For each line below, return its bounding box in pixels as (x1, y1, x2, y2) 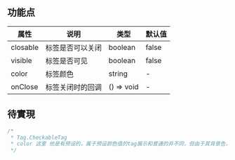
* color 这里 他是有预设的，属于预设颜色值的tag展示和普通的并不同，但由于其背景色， (10, 140, 231, 147)
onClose (11, 81, 39, 91)
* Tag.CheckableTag (10, 134, 68, 141)
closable (11, 42, 39, 52)
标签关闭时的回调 (45, 82, 102, 92)
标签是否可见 (45, 55, 88, 65)
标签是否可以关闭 (45, 43, 102, 53)
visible (11, 55, 33, 65)
